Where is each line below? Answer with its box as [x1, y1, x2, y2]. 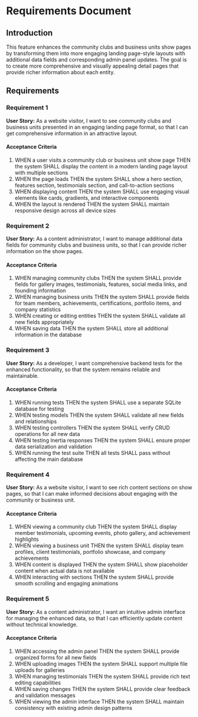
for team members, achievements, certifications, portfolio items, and [14, 299, 182, 307]
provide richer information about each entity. [6, 69, 115, 75]
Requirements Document [6, 4, 132, 18]
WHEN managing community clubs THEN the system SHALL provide [14, 275, 182, 282]
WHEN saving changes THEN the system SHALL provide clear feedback [14, 685, 191, 692]
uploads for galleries [14, 666, 65, 674]
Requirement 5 [6, 595, 50, 603]
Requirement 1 [6, 104, 48, 112]
